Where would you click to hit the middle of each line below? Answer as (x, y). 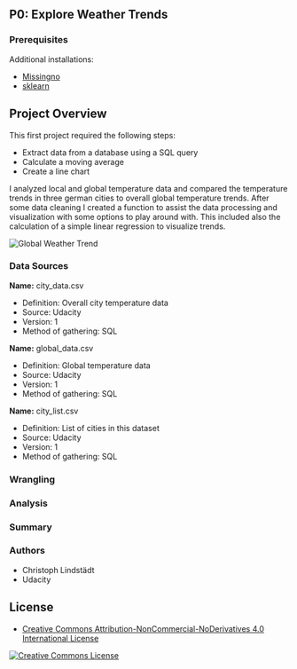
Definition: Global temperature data (86, 365)
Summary (31, 527)
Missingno (41, 76)
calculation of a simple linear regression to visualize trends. (117, 226)
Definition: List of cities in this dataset (90, 428)
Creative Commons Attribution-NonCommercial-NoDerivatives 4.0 (143, 628)
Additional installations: (52, 59)
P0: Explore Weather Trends (89, 15)
